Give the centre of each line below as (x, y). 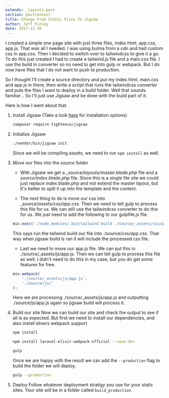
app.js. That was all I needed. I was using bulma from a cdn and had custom (84, 48)
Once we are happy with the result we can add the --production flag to (86, 360)
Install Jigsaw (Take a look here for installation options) (70, 115)
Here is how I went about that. (37, 105)
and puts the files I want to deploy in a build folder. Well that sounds (76, 90)
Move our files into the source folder (50, 162)
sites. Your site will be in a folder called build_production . (72, 390)
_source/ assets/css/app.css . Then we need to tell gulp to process (89, 204)
